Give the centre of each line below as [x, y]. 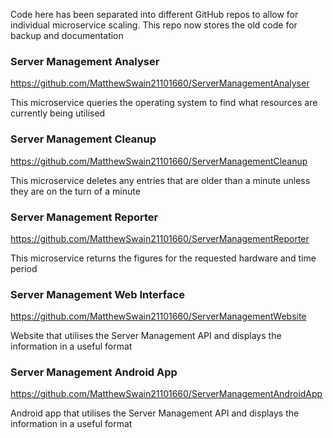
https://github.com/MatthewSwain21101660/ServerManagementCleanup [159, 161]
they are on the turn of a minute [75, 191]
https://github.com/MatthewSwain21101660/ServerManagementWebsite [158, 316]
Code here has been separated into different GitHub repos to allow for [154, 14]
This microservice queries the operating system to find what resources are [164, 103]
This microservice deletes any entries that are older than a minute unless [160, 180]
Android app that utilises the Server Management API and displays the [155, 413]
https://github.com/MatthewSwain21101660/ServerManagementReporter [160, 238]
